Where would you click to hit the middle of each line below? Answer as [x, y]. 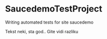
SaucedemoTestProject [54, 9]
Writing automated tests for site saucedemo [49, 22]
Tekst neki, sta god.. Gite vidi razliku [42, 31]
